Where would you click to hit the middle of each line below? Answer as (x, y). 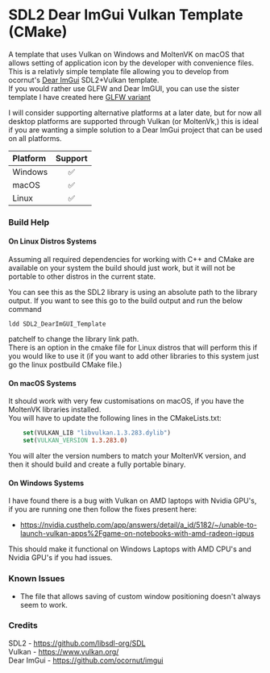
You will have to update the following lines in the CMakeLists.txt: (115, 418)
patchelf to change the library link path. (74, 339)
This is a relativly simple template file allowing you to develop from (119, 71)
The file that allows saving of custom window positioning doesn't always (140, 596)
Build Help (29, 222)
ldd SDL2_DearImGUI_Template (57, 324)
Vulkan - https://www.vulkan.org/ (64, 651)
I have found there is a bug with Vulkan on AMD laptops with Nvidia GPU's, (133, 501)
